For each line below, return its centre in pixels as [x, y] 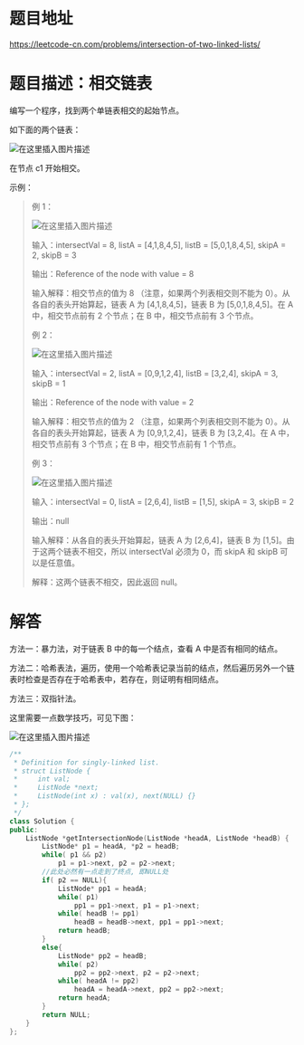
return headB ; [84, 931]
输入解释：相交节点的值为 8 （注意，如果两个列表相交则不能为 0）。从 [161, 293]
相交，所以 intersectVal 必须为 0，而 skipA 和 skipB [183, 551]
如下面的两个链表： [45, 129]
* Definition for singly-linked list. [86, 762]
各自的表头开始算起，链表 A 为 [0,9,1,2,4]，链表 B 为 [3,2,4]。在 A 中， [163, 432]
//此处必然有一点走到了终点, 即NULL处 [105, 872]
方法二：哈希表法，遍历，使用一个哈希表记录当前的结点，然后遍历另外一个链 [152, 668]
